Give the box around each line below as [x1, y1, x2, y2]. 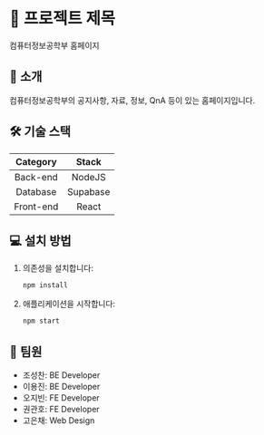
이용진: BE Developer [22, 381, 101, 391]
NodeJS [71, 170, 106, 183]
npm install [22, 281, 68, 290]
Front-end [14, 200, 59, 213]
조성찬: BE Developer [22, 369, 101, 381]
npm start [22, 316, 61, 326]
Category [15, 155, 57, 168]
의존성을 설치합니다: [22, 263, 93, 274]
